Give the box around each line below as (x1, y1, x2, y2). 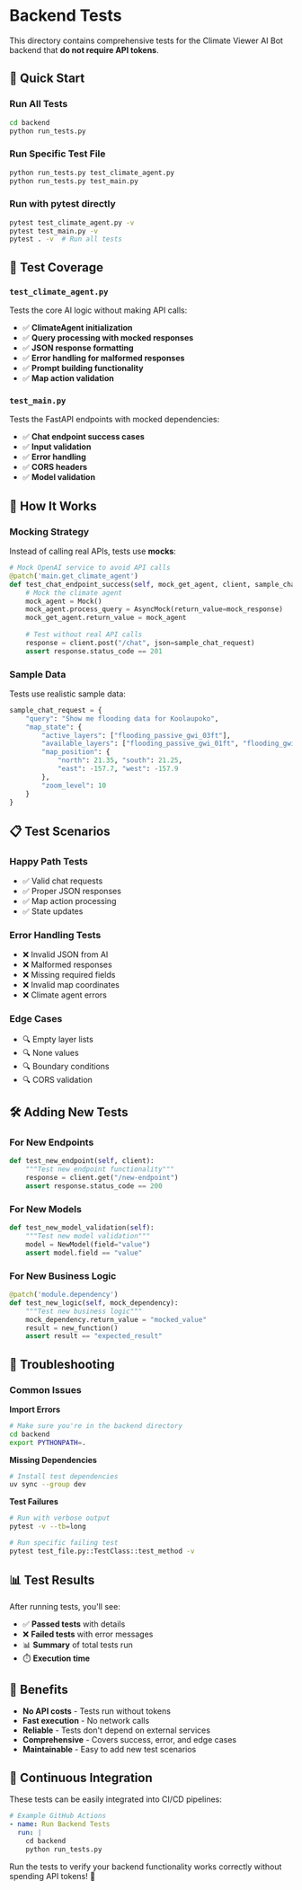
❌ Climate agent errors (22, 989, 108, 1000)
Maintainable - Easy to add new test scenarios (22, 1744, 197, 1755)
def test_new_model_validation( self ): (9, 1223, 155, 1232)
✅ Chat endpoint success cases (22, 431, 146, 442)
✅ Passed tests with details (22, 1619, 126, 1629)
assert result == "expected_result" (25, 1332, 164, 1341)
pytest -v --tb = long (9, 1522, 87, 1531)
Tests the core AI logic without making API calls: (9, 305, 188, 315)
